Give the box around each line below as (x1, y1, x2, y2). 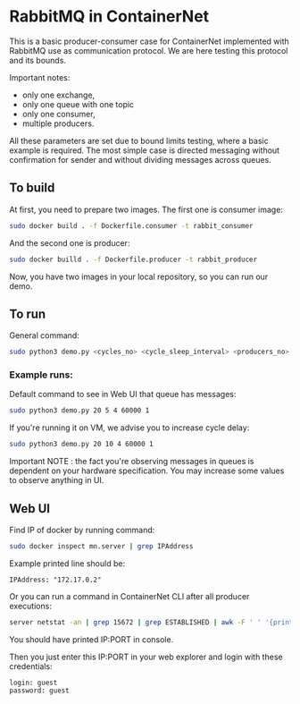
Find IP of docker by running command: (9, 525, 155, 536)
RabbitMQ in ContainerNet (9, 6, 210, 27)
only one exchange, (21, 89, 96, 100)
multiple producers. (21, 118, 95, 129)
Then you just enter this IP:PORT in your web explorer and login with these (9, 651, 283, 662)
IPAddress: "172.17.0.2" (9, 575, 102, 584)
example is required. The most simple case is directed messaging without (9, 145, 279, 156)
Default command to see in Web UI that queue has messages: (9, 389, 237, 400)
